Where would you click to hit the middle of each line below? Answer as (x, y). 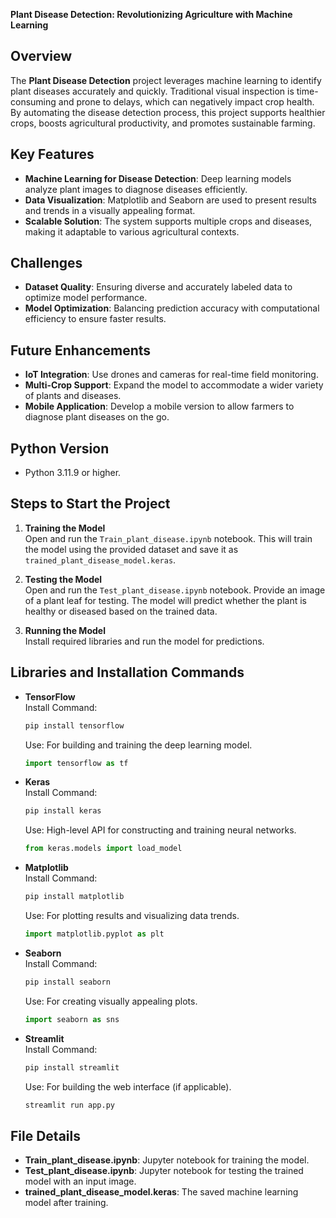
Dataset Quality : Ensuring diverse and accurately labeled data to (158, 287)
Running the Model (65, 630)
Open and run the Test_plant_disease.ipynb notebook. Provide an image (175, 590)
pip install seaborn (67, 982)
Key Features (52, 154)
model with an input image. (80, 1181)
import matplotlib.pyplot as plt (94, 934)
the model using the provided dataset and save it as (131, 549)
